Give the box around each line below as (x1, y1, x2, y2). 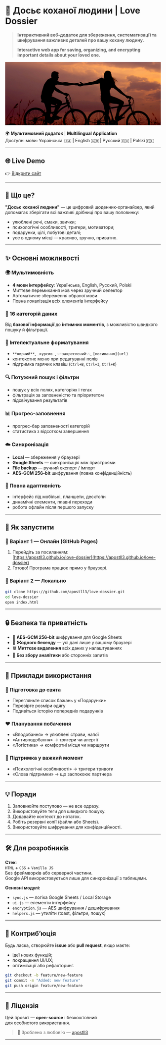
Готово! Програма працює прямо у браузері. (12, 565, 108, 571)
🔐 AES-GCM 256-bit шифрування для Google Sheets (12, 634, 123, 640)
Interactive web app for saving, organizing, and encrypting (17, 47, 141, 53)
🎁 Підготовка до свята (5, 686, 61, 693)
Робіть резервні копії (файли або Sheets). (12, 819, 100, 825)
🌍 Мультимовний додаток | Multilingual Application (5, 130, 118, 136)
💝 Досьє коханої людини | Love (5, 5, 141, 16)
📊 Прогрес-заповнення (5, 410, 66, 417)
